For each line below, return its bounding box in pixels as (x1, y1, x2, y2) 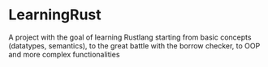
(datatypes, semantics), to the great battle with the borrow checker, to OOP (8, 40, 261, 50)
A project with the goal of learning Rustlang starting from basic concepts (8, 32, 252, 42)
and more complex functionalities (8, 49, 120, 59)
